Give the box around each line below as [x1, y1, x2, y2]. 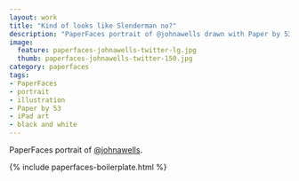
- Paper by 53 [9, 104, 62, 113]
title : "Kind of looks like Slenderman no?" [9, 21, 177, 30]
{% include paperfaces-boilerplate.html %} [9, 161, 167, 172]
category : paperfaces [9, 63, 90, 72]
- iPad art [9, 112, 50, 121]
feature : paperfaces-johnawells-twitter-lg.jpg [17, 46, 198, 55]
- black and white [9, 121, 77, 130]
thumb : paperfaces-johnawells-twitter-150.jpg [17, 54, 193, 63]
